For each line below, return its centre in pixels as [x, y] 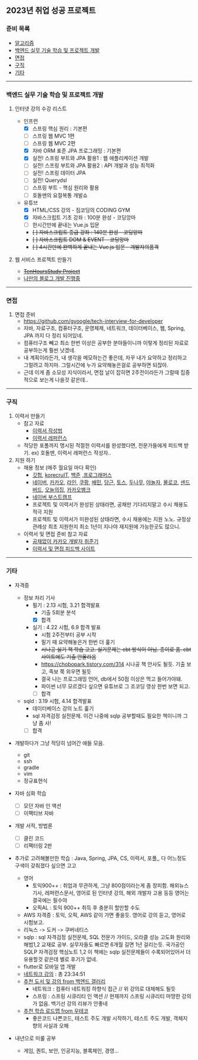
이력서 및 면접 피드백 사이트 [64, 549]
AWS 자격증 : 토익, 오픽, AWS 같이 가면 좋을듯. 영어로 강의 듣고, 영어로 [105, 915]
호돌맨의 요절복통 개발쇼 [60, 195]
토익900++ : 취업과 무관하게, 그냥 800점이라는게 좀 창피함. [100, 886]
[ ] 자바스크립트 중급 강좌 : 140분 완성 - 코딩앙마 [88, 232]
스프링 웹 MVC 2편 [54, 143]
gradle [31, 767]
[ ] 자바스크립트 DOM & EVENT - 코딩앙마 [80, 239]
